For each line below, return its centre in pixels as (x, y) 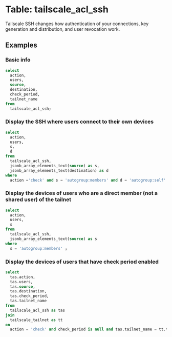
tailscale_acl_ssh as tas (38, 310)
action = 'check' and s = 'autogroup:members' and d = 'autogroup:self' (88, 180)
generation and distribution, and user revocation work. (63, 29)
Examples (21, 45)
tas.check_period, (30, 296)
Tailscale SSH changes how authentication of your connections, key (77, 24)
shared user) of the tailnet (38, 200)
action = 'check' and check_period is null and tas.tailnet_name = (83, 329)
